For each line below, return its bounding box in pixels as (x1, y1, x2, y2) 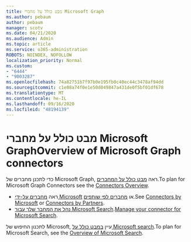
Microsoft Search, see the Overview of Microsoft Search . (6, 229, 144, 237)
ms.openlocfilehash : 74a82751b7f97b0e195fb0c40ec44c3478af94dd (6, 79, 164, 85)
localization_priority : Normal (6, 57, 83, 63)
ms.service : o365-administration (6, 47, 88, 53)
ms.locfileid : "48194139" (6, 106, 69, 112)
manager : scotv (6, 25, 43, 31)
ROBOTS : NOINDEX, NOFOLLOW (6, 52, 72, 58)
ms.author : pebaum (6, 14, 51, 20)
